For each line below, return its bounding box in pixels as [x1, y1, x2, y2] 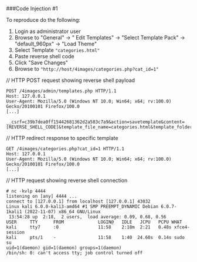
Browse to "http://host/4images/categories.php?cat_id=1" [14, 65, 159, 72]
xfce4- [174, 224, 191, 230]
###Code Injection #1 [6, 5, 58, 12]
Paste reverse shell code [14, 53, 74, 59]
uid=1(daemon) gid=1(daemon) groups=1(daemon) [6, 245, 122, 251]
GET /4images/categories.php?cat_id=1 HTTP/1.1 [6, 146, 125, 152]
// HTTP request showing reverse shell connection [6, 177, 128, 184]
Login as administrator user [14, 28, 81, 35]
